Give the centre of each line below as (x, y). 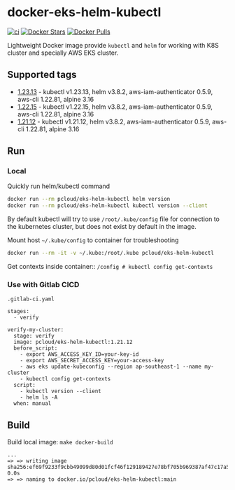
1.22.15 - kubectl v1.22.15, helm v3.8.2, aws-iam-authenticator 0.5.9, (115, 107)
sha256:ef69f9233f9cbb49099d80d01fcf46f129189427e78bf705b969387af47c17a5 (119, 468)
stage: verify (34, 336)
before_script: (36, 348)
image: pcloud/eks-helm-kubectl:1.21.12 (73, 342)
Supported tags (42, 75)
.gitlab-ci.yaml (31, 299)
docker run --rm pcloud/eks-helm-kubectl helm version (89, 199)
